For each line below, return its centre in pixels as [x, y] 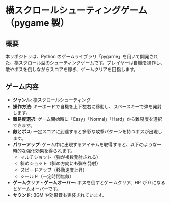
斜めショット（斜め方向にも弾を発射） [60, 163]
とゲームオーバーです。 [37, 189]
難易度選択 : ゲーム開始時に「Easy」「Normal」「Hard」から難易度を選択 [87, 119]
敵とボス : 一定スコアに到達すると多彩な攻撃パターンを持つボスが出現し [88, 131]
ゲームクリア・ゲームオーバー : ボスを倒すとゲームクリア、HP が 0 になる [89, 182]
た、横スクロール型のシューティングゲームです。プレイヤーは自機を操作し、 [85, 63]
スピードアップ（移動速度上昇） [54, 170]
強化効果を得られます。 [51, 151]
